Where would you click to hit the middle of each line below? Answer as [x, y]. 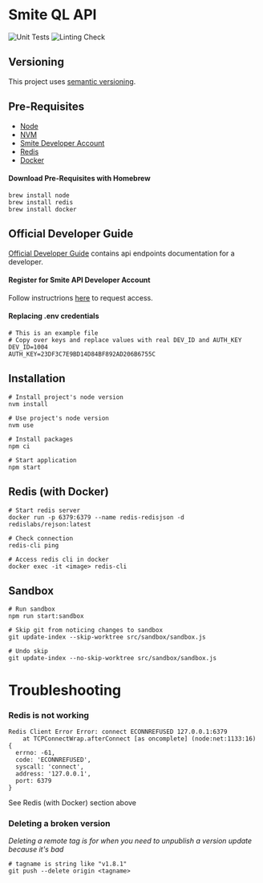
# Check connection [41, 538]
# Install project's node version [66, 397]
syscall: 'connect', [50, 767]
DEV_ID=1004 [28, 347]
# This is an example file [53, 333]
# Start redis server [45, 510]
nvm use [21, 425]
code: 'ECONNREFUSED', [53, 760]
